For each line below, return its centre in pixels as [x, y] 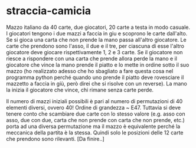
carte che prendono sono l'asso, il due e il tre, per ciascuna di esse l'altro [95, 46]
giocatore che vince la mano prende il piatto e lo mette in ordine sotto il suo [98, 65]
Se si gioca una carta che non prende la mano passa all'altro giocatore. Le [97, 40]
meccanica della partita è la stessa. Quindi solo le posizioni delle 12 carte [95, 132]
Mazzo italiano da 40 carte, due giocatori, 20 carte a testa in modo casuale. [98, 27]
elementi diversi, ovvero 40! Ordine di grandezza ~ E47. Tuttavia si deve [94, 107]
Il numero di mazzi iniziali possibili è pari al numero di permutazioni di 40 [94, 101]
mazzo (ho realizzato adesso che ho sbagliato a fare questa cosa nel [90, 71]
